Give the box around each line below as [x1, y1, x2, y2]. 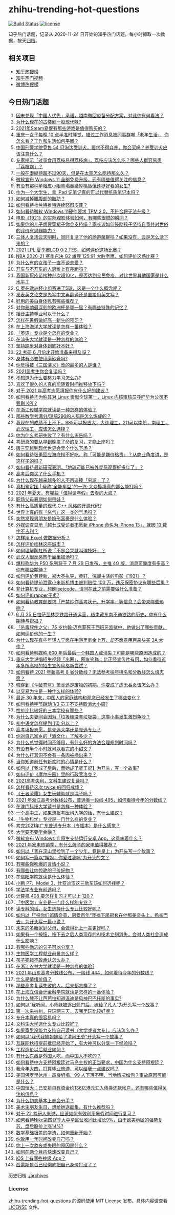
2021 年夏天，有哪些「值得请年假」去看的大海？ [15, 490, 117, 496]
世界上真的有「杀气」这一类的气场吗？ [15, 509, 97, 515]
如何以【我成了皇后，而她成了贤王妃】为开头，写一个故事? [15, 765, 140, 771]
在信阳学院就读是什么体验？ [15, 874, 75, 880]
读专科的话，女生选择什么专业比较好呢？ [15, 905, 101, 912]
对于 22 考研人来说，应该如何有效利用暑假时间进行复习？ [15, 1110, 136, 1116]
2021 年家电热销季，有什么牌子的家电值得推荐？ [15, 841, 117, 848]
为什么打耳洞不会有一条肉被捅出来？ [15, 752, 93, 758]
